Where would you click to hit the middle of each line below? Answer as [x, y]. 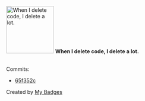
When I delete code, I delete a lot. [97, 51]
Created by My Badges [34, 92]
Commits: [18, 69]
